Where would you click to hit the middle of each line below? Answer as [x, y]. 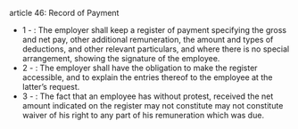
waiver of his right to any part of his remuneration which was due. [143, 115]
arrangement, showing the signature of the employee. [121, 58]
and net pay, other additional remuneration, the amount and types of [148, 40]
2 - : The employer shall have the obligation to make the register [140, 68]
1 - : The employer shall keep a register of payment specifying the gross [154, 30]
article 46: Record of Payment [64, 13]
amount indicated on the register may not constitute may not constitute [153, 105]
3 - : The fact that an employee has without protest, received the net [148, 96]
